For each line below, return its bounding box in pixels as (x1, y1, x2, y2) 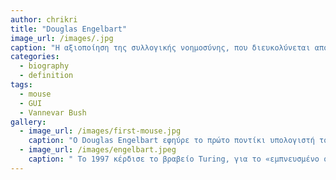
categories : (10, 52, 60, 62)
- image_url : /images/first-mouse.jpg (19, 126, 182, 136)
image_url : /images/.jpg (10, 33, 114, 43)
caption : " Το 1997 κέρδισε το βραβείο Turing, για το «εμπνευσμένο (28, 154, 320, 164)
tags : (10, 80, 33, 90)
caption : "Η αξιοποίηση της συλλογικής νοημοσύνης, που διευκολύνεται (10, 42, 311, 53)
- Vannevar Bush (19, 107, 87, 118)
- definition (19, 71, 74, 81)
